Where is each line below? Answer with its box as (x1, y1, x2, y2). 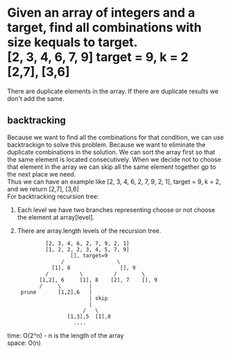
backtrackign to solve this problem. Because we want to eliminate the (7, 140, 206, 149)
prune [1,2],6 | (20, 289, 92, 296)
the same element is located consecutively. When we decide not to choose (7, 155, 222, 163)
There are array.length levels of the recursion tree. (17, 226, 162, 234)
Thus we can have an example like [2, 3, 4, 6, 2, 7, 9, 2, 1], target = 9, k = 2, (7, 177, 221, 186)
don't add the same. (7, 94, 65, 102)
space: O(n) (7, 339, 42, 347)
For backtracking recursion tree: (7, 192, 99, 200)
